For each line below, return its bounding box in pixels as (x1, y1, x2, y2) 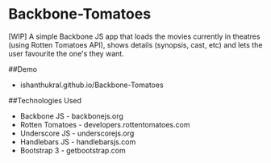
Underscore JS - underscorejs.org (19, 128, 135, 138)
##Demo (8, 64, 38, 73)
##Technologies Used (8, 95, 82, 105)
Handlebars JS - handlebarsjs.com (19, 136, 136, 146)
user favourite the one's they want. (8, 48, 125, 58)
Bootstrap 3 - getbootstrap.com (19, 145, 127, 155)
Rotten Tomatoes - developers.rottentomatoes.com (19, 119, 190, 129)
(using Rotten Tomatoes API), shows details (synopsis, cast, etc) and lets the (8, 40, 263, 49)
